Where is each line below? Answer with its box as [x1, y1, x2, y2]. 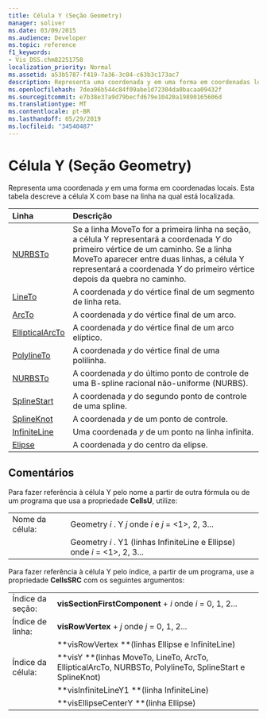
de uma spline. [72, 400, 127, 412]
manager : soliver [8, 19, 66, 27]
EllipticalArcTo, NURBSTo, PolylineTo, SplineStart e [56, 661, 246, 672]
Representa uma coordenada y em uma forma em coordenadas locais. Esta [8, 183, 255, 192]
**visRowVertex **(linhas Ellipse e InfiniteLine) [56, 639, 236, 650]
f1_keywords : [8, 48, 52, 56]
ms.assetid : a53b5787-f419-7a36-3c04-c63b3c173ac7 [8, 71, 180, 79]
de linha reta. [72, 296, 122, 307]
